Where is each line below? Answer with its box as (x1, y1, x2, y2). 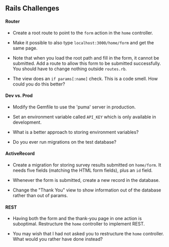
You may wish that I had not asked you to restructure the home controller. (12, 231, 164, 237)
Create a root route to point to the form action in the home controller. (12, 30, 154, 36)
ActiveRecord (5, 150, 35, 157)
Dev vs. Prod (5, 93, 33, 99)
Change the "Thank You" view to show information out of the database (12, 187, 161, 193)
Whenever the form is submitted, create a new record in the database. (12, 177, 160, 183)
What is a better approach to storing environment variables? (12, 129, 139, 135)
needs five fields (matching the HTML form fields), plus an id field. (12, 168, 153, 173)
